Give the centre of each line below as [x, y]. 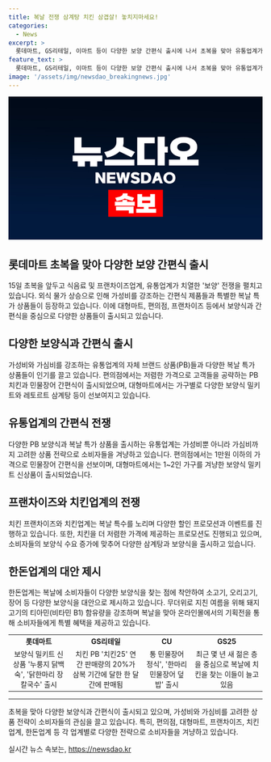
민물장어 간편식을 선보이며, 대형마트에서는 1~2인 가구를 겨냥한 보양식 [138, 464]
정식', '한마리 [167, 664]
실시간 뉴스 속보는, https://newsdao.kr [70, 749]
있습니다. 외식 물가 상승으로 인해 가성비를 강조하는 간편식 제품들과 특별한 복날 [130, 296]
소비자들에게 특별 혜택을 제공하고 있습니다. [83, 623]
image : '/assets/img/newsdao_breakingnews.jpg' [90, 77]
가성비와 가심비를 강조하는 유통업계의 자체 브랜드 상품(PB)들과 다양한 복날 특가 [132, 365]
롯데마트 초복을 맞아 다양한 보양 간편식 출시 [108, 264]
